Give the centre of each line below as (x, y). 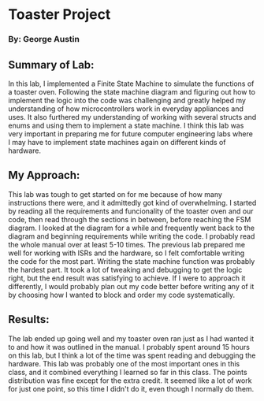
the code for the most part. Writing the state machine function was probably (132, 261)
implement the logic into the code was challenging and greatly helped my (127, 100)
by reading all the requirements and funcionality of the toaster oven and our (131, 211)
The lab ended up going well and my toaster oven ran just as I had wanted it (131, 338)
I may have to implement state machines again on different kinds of (117, 142)
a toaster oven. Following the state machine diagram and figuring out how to (132, 91)
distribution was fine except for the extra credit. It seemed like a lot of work (130, 381)
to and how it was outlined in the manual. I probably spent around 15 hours (129, 347)
